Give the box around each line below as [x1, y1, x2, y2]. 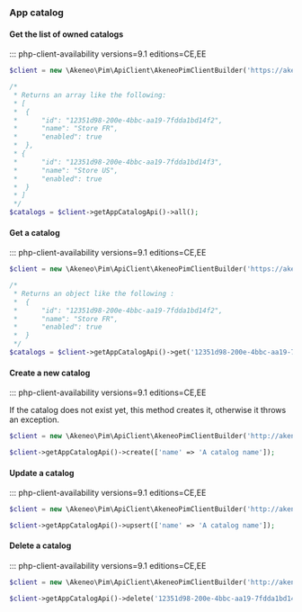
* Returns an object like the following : [13, 289, 175, 298]
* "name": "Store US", [13, 166, 119, 175]
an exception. [9, 414, 60, 425]
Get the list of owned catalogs [9, 29, 124, 40]
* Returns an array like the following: [13, 90, 167, 100]
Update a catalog [9, 467, 75, 478]
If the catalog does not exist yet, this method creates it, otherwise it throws [9, 405, 287, 416]
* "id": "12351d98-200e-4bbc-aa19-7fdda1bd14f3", [13, 157, 223, 166]
